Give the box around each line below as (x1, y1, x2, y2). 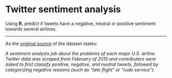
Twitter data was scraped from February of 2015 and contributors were (5, 56, 156, 62)
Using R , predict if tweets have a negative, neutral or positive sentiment (5, 20, 156, 27)
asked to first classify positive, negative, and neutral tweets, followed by (5, 61, 159, 67)
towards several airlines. (5, 25, 57, 32)
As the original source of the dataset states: (5, 40, 98, 46)
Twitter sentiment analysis (5, 4, 121, 15)
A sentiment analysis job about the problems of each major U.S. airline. (5, 50, 156, 57)
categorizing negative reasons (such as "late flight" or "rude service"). (5, 66, 155, 72)
